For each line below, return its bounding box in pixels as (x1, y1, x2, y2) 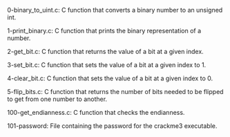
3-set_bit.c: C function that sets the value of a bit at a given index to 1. (7, 61, 207, 68)
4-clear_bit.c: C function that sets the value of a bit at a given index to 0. (7, 74, 213, 82)
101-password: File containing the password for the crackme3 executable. (7, 122, 218, 130)
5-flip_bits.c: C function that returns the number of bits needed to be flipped (7, 88, 224, 95)
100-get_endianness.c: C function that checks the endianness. (7, 109, 185, 116)
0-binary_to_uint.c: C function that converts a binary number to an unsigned (7, 6, 223, 14)
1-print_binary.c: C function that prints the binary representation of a (7, 27, 202, 35)
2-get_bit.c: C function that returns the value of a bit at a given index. (7, 48, 204, 55)
